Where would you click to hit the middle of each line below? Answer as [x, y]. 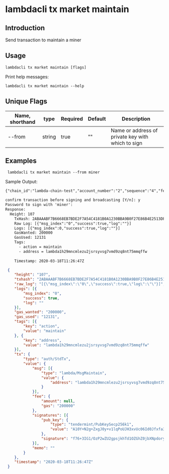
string [49, 137]
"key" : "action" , [41, 326]
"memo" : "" [44, 448]
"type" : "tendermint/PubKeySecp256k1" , [92, 425]
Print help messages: [27, 77]
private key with [129, 137]
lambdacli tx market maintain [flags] [46, 67]
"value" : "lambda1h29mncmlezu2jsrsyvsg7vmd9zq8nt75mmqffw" [87, 345]
